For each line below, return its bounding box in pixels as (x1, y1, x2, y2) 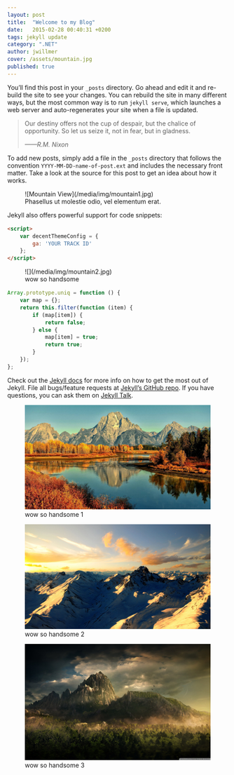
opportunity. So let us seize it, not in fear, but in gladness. (24, 126, 191, 135)
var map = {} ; (20, 297, 61, 304)
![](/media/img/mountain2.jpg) (25, 267, 112, 276)
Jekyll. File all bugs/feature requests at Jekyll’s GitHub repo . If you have (7, 383, 214, 392)
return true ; (44, 341, 83, 349)
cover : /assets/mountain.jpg (7, 56, 92, 63)
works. (7, 176, 27, 184)
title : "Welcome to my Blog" (7, 18, 96, 26)
